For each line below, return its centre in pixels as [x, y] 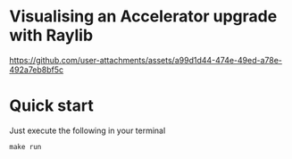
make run [25, 146]
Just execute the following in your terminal [88, 130]
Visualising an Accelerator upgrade [143, 17]
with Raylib [51, 35]
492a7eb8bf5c [37, 70]
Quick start [51, 106]
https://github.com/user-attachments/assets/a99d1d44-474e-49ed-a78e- [146, 60]
